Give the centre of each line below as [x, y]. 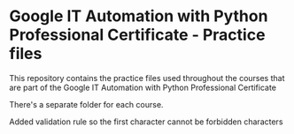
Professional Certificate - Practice [137, 35]
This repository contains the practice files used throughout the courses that [147, 78]
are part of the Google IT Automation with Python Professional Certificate [143, 87]
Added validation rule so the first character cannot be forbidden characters [146, 122]
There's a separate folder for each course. [86, 104]
